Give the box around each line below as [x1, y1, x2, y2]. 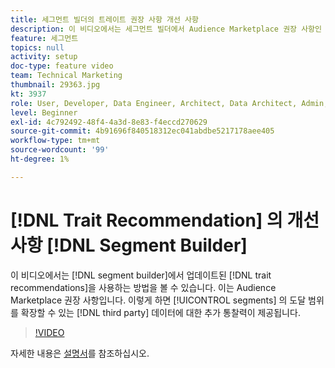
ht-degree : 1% [10, 154, 70, 164]
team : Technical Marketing [10, 71, 123, 81]
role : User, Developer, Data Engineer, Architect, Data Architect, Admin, [10, 98, 329, 108]
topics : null [10, 42, 65, 53]
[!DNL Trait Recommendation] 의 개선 [10, 209, 320, 231]
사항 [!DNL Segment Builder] [10, 234, 248, 256]
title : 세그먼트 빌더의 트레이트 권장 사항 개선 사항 [10, 14, 199, 25]
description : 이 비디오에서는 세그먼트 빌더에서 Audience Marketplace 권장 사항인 [10, 24, 322, 34]
